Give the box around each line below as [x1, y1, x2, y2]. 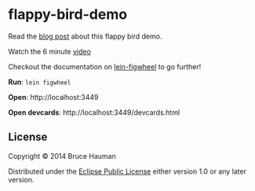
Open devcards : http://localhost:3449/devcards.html [8, 108, 180, 117]
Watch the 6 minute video [8, 46, 92, 56]
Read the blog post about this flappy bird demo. [8, 31, 162, 41]
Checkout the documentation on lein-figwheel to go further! [8, 61, 202, 72]
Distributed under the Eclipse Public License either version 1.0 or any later [8, 167, 247, 176]
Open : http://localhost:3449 [8, 92, 100, 101]
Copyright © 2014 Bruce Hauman [8, 151, 116, 160]
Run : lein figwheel [8, 77, 71, 86]
